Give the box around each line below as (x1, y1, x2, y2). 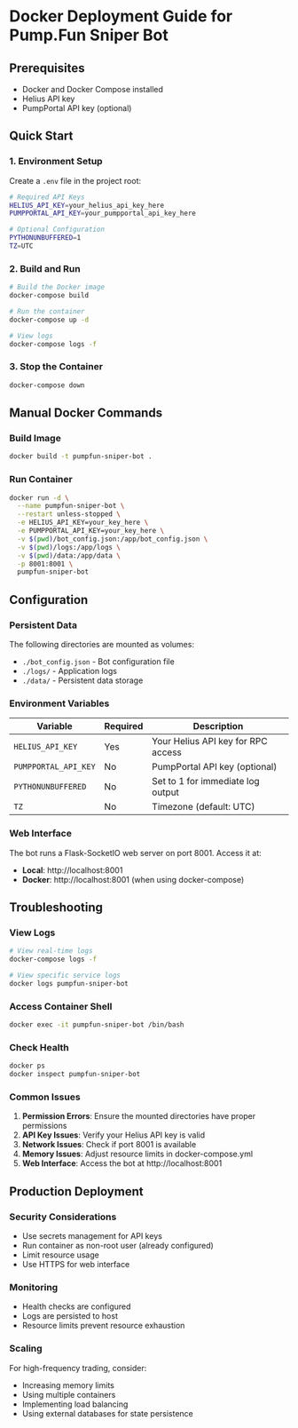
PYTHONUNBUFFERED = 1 (9, 234, 82, 242)
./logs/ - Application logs (21, 665, 118, 676)
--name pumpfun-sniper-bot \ (17, 502, 125, 511)
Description (192, 720, 244, 733)
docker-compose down (9, 380, 86, 390)
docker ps (9, 1061, 46, 1071)
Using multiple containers (21, 1389, 116, 1400)
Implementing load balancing (21, 1399, 129, 1409)
